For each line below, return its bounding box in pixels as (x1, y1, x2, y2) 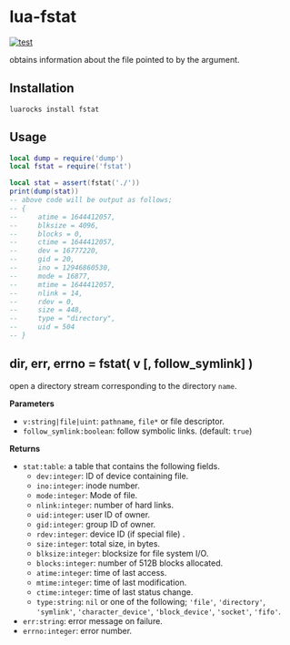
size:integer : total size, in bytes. (35, 537, 161, 548)
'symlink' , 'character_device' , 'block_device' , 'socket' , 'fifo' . (35, 606, 282, 617)
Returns (9, 443, 41, 454)
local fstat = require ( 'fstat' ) (9, 162, 132, 171)
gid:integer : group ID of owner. (35, 518, 156, 529)
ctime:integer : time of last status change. (35, 586, 194, 598)
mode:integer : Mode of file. (35, 489, 138, 500)
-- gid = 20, (9, 255, 75, 264)
